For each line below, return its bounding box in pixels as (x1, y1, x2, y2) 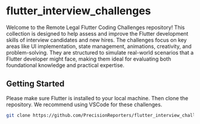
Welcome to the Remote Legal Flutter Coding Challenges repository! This (6, 24, 185, 31)
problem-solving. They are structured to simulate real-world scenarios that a (6, 49, 194, 56)
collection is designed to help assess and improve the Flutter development (6, 30, 189, 37)
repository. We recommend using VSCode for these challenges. (6, 101, 162, 108)
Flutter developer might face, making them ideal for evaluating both (6, 55, 171, 62)
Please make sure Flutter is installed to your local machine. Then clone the (6, 94, 189, 101)
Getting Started (6, 79, 65, 89)
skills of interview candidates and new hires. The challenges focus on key (6, 36, 187, 43)
